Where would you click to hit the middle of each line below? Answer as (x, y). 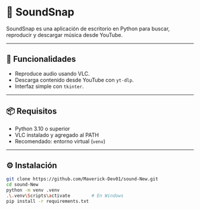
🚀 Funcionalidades (41, 59)
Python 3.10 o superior (42, 128)
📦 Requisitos (32, 112)
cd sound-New (22, 185)
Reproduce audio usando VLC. (52, 73)
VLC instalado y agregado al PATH (57, 135)
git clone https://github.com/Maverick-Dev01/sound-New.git (82, 179)
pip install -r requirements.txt (48, 201)
